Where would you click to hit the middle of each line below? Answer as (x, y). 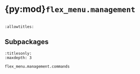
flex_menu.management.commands (37, 66)
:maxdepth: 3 (18, 58)
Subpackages (26, 42)
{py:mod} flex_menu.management (70, 9)
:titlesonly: (18, 53)
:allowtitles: (19, 27)
